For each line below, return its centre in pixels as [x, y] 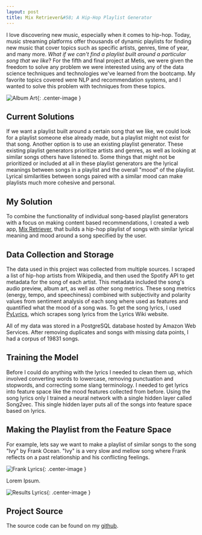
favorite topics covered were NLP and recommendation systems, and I [93, 80]
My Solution [30, 202]
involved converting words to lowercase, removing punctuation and [90, 378]
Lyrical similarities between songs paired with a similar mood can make [94, 177]
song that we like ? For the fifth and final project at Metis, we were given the [100, 60]
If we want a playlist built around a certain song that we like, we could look [99, 131]
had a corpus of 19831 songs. [43, 339]
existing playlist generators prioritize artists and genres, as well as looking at [101, 151]
